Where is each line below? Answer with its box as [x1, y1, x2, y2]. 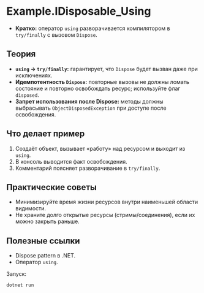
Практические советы [6, 182, 97, 192]
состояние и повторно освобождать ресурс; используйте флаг [15, 85, 181, 92]
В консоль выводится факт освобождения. [15, 158, 127, 165]
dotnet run [6, 282, 34, 289]
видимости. [15, 205, 47, 212]
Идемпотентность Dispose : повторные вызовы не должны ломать [15, 78, 190, 85]
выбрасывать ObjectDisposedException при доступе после [15, 104, 167, 112]
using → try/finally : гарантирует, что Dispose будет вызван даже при [15, 65, 198, 72]
